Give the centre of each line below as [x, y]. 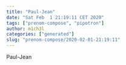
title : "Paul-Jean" [31, 12]
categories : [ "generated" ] [40, 34]
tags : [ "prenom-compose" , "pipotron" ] [55, 23]
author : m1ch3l [25, 29]
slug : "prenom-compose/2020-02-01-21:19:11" [63, 40]
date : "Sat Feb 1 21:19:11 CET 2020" [55, 17]
